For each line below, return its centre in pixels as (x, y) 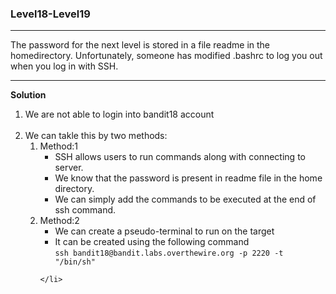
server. (69, 168)
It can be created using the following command (152, 242)
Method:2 (59, 221)
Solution (28, 95)
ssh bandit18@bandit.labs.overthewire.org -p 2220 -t (169, 253)
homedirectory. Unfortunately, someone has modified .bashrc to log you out (166, 56)
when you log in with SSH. (64, 66)
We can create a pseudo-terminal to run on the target (164, 231)
